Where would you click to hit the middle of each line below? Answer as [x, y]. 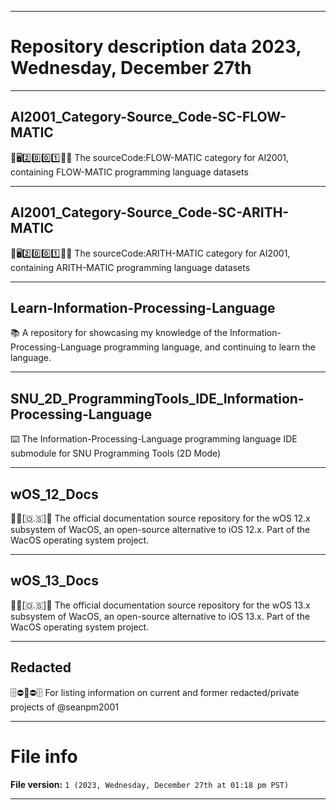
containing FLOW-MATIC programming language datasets [129, 172]
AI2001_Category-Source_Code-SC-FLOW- [148, 117]
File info [44, 756]
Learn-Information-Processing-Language [143, 307]
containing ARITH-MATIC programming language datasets [130, 267]
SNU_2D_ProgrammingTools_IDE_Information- [157, 398]
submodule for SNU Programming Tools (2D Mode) [116, 453]
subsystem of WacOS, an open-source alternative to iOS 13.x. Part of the [160, 616]
